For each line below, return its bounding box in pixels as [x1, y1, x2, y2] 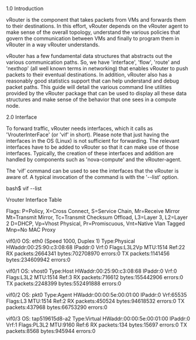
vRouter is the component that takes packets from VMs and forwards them [6, 16, 186, 23]
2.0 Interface [6, 114, 37, 121]
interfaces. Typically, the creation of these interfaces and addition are [6, 150, 174, 157]
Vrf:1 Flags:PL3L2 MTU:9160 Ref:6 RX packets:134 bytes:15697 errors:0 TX [6, 321, 187, 328]
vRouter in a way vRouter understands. [6, 41, 100, 48]
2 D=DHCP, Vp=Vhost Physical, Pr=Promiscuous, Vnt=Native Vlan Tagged [6, 220, 185, 227]
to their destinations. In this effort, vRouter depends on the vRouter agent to [6, 23, 189, 29]
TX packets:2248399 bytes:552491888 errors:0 [6, 280, 122, 287]
